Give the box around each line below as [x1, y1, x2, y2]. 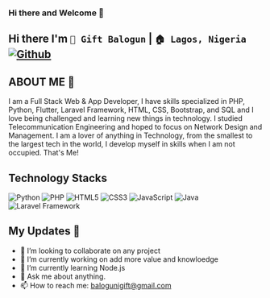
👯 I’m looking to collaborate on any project [19, 246, 161, 255]
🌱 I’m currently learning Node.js [19, 263, 126, 272]
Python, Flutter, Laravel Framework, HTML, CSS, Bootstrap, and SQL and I [8, 105, 254, 115]
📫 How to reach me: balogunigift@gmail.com [19, 280, 172, 290]
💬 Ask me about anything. [19, 271, 106, 281]
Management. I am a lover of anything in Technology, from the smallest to [8, 130, 253, 140]
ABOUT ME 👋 [8, 75, 75, 89]
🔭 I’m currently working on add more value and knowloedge [19, 254, 219, 264]
